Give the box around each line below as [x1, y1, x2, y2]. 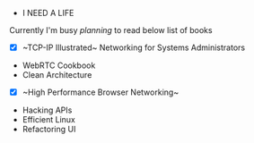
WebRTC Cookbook [22, 60, 96, 71]
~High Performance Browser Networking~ [22, 87, 180, 97]
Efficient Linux [22, 114, 76, 125]
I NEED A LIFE [22, 8, 74, 18]
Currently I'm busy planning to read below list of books [9, 25, 213, 35]
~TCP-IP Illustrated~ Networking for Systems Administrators [22, 42, 245, 53]
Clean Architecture [22, 70, 92, 80]
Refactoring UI [22, 124, 76, 135]
